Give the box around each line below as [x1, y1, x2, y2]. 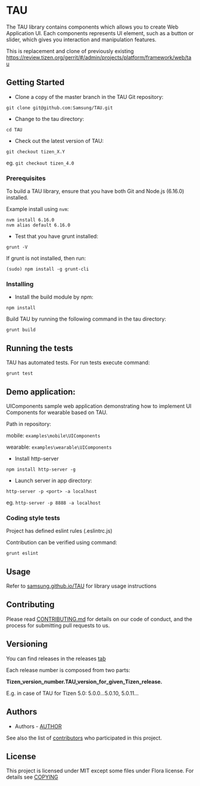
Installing [6, 279, 34, 288]
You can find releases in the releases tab [6, 655, 106, 662]
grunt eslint [6, 551, 39, 557]
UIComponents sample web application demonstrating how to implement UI [6, 402, 192, 409]
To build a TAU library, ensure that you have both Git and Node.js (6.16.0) [6, 188, 185, 195]
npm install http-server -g [6, 466, 76, 473]
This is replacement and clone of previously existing [6, 47, 134, 54]
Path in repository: [6, 420, 52, 427]
